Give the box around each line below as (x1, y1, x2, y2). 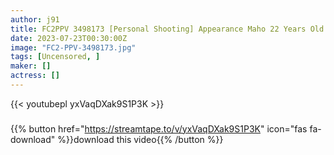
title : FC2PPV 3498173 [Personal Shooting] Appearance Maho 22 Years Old (10, 24, 325, 34)
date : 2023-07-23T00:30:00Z (10, 33, 128, 43)
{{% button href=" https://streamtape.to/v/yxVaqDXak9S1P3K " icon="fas (10, 122, 308, 135)
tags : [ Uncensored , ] (10, 52, 101, 62)
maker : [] (10, 61, 52, 71)
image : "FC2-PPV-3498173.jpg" (10, 42, 137, 53)
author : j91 (10, 14, 60, 25)
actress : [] (10, 71, 60, 81)
